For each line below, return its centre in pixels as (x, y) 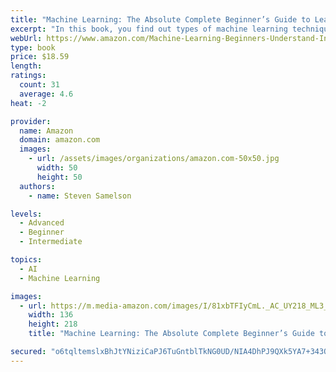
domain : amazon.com (60, 140)
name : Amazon (46, 131)
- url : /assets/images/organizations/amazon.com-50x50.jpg (154, 159)
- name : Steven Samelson (80, 196)
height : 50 (59, 177)
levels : (26, 214)
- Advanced (42, 223)
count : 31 (39, 85)
